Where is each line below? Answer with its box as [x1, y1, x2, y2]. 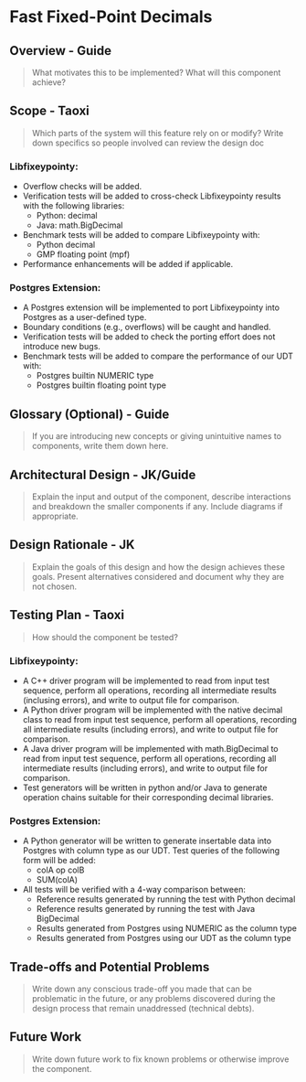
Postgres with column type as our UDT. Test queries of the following [22, 845, 280, 856]
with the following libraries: [22, 200, 125, 211]
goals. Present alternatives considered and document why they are [31, 571, 285, 582]
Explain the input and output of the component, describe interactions [31, 491, 291, 502]
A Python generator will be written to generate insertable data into [22, 835, 272, 847]
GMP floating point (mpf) [36, 249, 131, 260]
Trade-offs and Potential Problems [9, 959, 210, 975]
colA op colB [36, 864, 85, 875]
